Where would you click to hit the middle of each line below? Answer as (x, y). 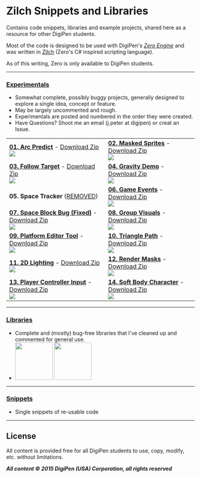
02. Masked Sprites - (139, 143)
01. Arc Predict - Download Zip (54, 147)
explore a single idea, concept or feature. (66, 104)
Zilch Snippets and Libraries (77, 11)
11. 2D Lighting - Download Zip (55, 263)
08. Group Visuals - (137, 213)
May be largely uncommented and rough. (66, 110)
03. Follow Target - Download (52, 167)
